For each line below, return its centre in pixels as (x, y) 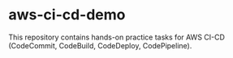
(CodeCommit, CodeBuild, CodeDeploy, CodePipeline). (100, 45)
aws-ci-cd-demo (67, 15)
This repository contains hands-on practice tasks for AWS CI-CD (117, 37)
